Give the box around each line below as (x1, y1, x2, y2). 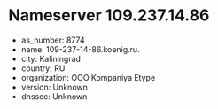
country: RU (20, 63, 66, 74)
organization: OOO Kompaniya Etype (20, 72, 156, 82)
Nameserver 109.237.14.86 (8, 5, 210, 26)
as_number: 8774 (20, 35, 85, 45)
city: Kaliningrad (20, 53, 82, 64)
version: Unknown (20, 82, 88, 92)
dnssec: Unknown (20, 90, 88, 102)
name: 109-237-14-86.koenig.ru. (20, 43, 140, 54)
